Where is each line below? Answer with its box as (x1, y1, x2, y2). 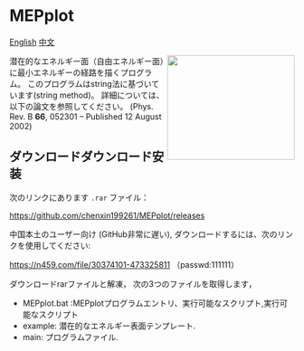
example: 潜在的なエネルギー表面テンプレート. (22, 320, 196, 331)
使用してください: (24, 240, 91, 251)
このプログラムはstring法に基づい (26, 78, 152, 89)
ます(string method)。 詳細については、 (16, 90, 165, 100)
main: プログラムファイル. (22, 331, 119, 342)
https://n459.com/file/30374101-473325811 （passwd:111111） (9, 259, 240, 270)
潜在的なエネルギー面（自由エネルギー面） (9, 55, 165, 66)
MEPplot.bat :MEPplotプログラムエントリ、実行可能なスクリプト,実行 (22, 298, 280, 308)
